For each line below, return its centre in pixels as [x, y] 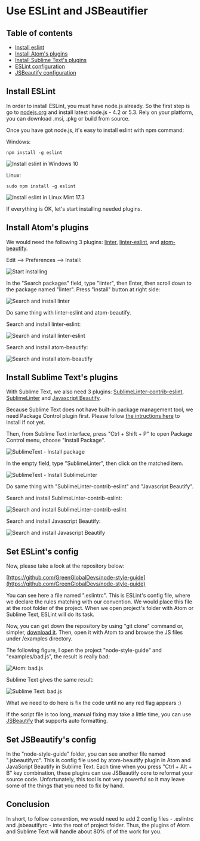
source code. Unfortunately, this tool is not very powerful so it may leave [96, 780]
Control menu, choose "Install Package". [56, 440]
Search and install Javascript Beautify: [53, 521]
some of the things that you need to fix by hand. [65, 785]
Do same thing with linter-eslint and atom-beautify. [69, 312]
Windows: [19, 141]
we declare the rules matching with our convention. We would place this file [99, 602]
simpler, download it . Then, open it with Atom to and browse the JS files [95, 632]
